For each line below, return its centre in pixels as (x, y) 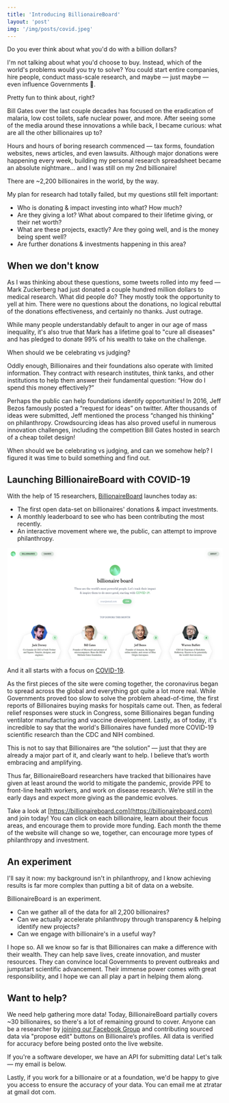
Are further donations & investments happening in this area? (102, 244)
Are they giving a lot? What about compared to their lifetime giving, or (115, 215)
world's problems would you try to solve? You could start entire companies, (113, 70)
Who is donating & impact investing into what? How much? (99, 208)
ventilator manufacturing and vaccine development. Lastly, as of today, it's (112, 720)
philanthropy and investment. (48, 840)
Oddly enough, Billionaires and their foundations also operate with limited (110, 366)
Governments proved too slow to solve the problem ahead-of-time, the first (113, 699)
